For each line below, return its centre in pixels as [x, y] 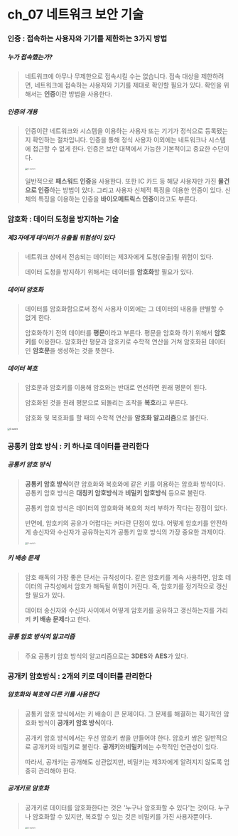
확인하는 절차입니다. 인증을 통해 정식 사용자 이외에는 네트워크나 [120, 140]
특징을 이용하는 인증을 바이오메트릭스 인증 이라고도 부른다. [118, 199]
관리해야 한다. [57, 771]
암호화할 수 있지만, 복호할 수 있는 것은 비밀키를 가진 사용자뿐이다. [122, 816]
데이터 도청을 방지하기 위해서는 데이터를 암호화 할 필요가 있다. [109, 272]
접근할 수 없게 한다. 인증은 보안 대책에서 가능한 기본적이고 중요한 [121, 149]
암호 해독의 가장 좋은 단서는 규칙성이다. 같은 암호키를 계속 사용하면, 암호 [124, 577]
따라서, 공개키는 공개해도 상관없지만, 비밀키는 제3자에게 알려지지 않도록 [123, 761]
